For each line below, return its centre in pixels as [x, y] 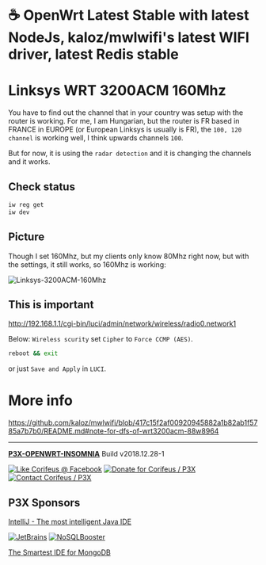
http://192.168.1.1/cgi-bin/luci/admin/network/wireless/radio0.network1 [122, 324]
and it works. [29, 162]
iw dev [19, 212]
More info [41, 401]
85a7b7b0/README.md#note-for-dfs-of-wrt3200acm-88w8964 [114, 431]
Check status [42, 187]
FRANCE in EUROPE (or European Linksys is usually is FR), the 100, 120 [125, 130]
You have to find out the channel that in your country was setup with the [126, 113]
